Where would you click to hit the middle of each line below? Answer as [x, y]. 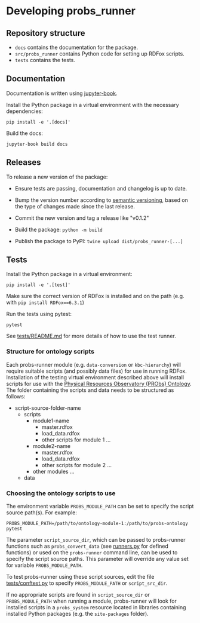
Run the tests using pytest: [39, 314]
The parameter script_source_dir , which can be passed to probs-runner [96, 540]
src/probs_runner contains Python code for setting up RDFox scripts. [100, 54]
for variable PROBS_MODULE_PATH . [44, 565]
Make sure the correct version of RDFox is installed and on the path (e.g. [95, 296]
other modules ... [53, 471]
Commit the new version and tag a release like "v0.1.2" [82, 218]
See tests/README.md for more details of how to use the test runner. [91, 336]
